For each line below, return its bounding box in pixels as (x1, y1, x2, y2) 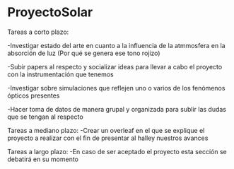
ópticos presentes (7, 91, 60, 100)
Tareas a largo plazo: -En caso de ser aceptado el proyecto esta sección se (7, 147, 228, 156)
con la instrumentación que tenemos (7, 70, 115, 78)
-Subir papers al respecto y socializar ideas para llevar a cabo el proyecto (7, 62, 223, 71)
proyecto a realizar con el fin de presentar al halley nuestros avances (7, 134, 209, 142)
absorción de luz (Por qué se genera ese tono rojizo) (7, 49, 160, 57)
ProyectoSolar (7, 4, 93, 21)
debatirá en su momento (7, 155, 79, 163)
